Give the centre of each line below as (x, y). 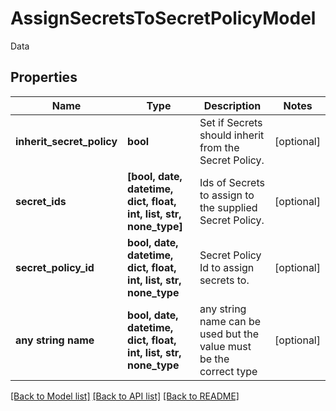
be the (214, 359)
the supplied (228, 207)
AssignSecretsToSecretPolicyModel (163, 18)
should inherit (232, 135)
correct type (228, 371)
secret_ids (41, 201)
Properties (44, 77)
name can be (230, 321)
